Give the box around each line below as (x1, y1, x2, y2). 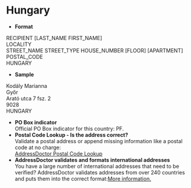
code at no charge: (14, 144, 61, 151)
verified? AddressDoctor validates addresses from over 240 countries (14, 169, 185, 176)
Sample (14, 71, 34, 78)
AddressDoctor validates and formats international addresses (14, 156, 170, 163)
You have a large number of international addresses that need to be (14, 163, 179, 170)
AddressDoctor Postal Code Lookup (14, 150, 103, 157)
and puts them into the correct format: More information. (14, 175, 151, 182)
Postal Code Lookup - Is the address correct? (14, 131, 128, 138)
